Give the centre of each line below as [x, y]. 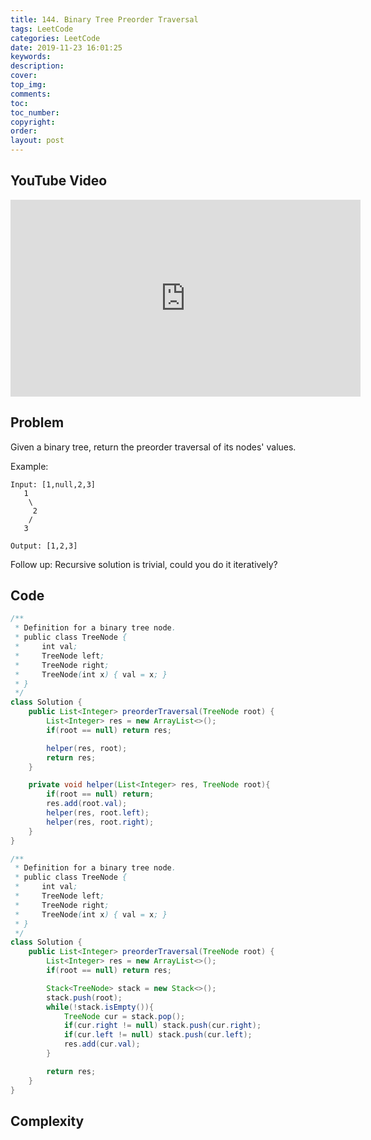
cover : [24, 76]
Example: [29, 466]
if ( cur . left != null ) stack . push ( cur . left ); [158, 1035]
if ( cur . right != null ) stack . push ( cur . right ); [162, 1026]
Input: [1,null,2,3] [53, 484]
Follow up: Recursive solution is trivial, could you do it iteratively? [144, 564]
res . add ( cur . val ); [102, 1044]
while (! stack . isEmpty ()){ [100, 1007]
